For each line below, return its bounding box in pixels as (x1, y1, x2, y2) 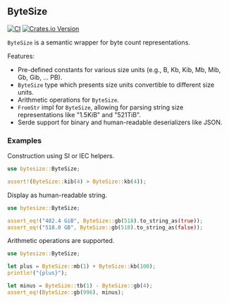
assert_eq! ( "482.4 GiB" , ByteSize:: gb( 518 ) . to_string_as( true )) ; (7, 217, 203, 225)
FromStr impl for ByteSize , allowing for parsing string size (17, 102, 184, 112)
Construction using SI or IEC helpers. (7, 152, 115, 160)
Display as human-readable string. (7, 191, 108, 199)
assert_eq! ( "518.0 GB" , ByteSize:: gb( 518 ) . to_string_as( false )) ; (7, 224, 203, 231)
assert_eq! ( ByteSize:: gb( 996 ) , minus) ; (7, 289, 125, 296)
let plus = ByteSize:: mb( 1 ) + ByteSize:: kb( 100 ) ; (7, 263, 156, 271)
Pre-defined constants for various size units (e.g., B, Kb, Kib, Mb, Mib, (17, 65, 221, 73)
